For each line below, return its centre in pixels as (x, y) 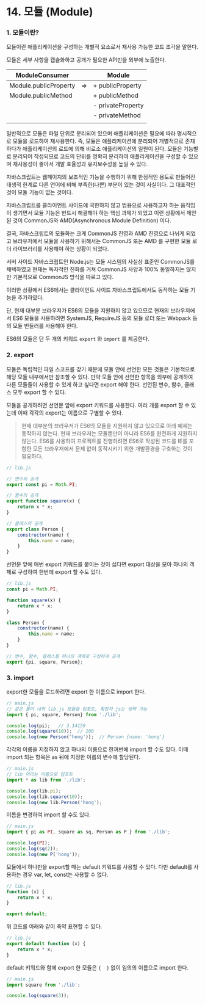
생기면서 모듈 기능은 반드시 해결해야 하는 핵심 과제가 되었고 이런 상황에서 (99, 213)
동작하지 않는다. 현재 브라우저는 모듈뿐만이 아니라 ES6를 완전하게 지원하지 (109, 433)
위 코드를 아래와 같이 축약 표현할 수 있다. (54, 927)
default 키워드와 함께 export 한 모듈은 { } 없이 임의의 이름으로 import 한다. (98, 967)
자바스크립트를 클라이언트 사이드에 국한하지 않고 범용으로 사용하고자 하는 (93, 205)
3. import (20, 678)
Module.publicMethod (41, 96)
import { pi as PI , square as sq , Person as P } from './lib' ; (88, 832)
